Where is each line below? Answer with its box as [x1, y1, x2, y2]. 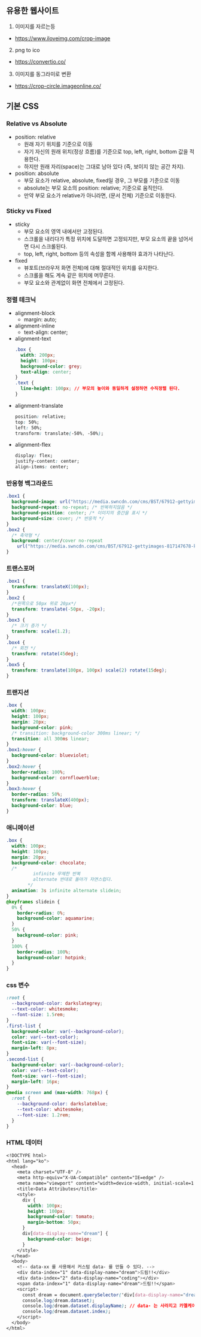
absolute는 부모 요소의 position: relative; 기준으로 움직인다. [23, 184, 164, 191]
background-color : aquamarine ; [17, 916, 95, 922]
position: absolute [14, 170, 59, 177]
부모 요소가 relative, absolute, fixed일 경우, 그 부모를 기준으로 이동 [23, 176, 181, 184]
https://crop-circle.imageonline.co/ [14, 82, 102, 89]
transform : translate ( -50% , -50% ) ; [14, 430, 104, 436]
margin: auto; [23, 316, 57, 323]
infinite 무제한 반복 [32, 871, 81, 877]
